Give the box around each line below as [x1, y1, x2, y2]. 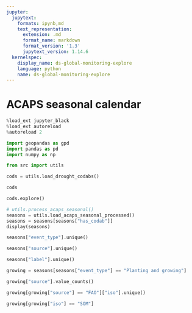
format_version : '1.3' [22, 43, 80, 49]
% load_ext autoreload [6, 123, 62, 130]
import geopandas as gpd [6, 140, 69, 146]
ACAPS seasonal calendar [6, 98, 141, 112]
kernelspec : [12, 54, 43, 60]
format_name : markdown [22, 37, 80, 43]
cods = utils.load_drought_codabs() [6, 173, 99, 180]
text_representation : [17, 26, 72, 32]
